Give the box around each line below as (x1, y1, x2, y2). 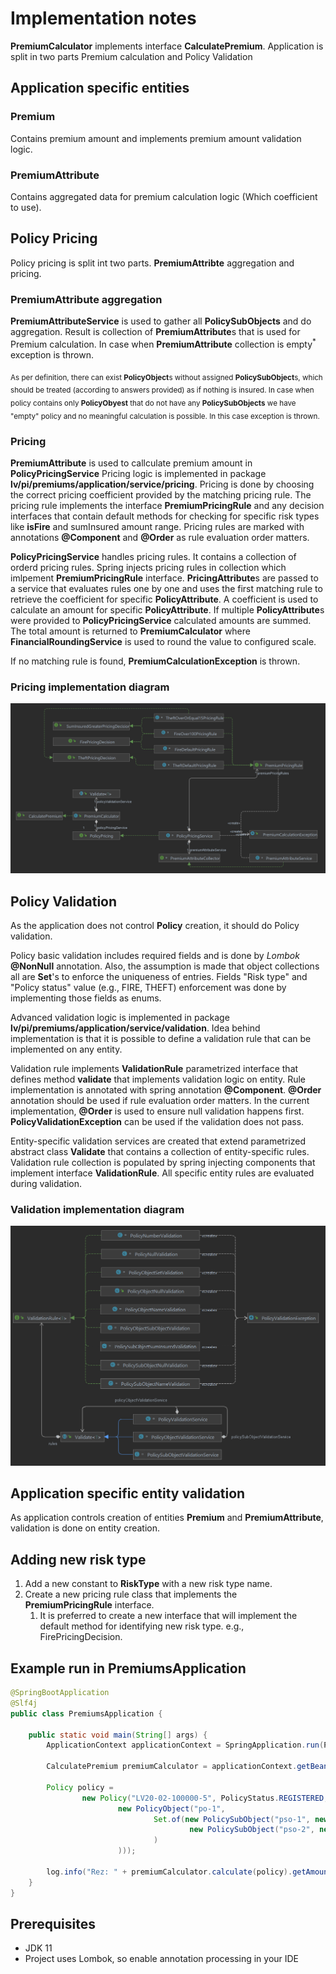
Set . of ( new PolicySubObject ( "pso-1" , (153, 1814, 311, 1824)
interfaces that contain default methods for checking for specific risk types (10, 510, 320, 522)
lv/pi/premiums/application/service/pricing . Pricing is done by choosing (10, 478, 315, 491)
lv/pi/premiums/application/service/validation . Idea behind (10, 1022, 261, 1034)
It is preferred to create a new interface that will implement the (39, 1610, 298, 1622)
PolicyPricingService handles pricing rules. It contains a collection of (10, 551, 297, 563)
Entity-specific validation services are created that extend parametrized (10, 1135, 306, 1147)
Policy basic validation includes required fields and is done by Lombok (10, 949, 300, 961)
